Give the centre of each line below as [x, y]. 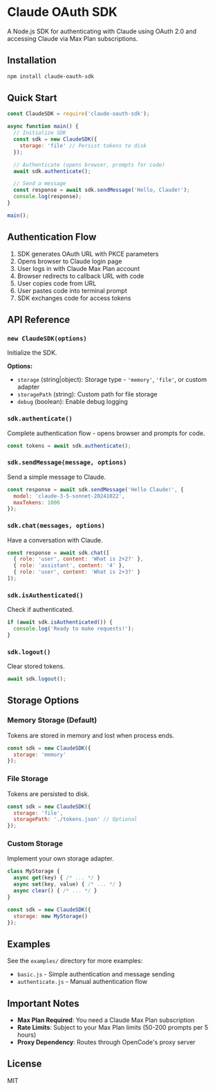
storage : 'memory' [40, 755]
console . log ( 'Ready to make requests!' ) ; [74, 629]
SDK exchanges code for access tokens [74, 298]
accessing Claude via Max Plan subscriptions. [73, 38]
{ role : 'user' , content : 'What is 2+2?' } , [78, 559]
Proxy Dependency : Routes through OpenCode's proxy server [106, 1042]
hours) [27, 1035]
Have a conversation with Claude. [55, 540]
